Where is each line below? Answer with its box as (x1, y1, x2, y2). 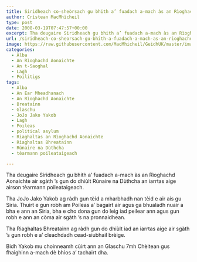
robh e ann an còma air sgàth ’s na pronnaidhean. (6, 214, 126, 221)
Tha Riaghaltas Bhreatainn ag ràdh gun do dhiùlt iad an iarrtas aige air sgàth (6, 225, 190, 232)
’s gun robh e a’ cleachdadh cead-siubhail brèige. (6, 232, 126, 239)
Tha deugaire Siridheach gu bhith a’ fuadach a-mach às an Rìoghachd (6, 171, 175, 179)
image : (6, 42, 22, 47)
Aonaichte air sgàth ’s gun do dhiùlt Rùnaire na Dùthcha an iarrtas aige (6, 178, 176, 185)
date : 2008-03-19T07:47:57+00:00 (6, 25, 88, 31)
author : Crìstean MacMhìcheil (6, 14, 80, 20)
